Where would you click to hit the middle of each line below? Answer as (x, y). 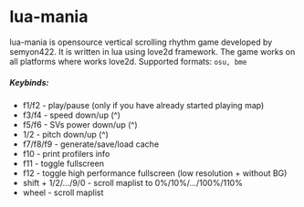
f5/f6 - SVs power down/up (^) (80, 124)
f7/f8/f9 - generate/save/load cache (91, 144)
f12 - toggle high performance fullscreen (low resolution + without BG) (155, 173)
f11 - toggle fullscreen (63, 163)
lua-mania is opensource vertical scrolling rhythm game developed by (141, 42)
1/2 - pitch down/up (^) (66, 134)
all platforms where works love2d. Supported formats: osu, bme (128, 61)
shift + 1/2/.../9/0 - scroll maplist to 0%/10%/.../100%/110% (133, 182)
